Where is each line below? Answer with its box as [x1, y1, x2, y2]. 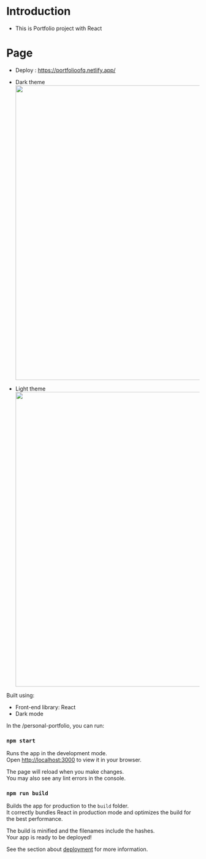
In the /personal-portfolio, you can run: [6, 721, 104, 729]
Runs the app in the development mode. [6, 750, 107, 757]
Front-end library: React [15, 703, 76, 710]
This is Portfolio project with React [15, 25, 102, 32]
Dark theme [15, 78, 45, 85]
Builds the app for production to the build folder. [6, 803, 129, 810]
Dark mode [15, 710, 44, 717]
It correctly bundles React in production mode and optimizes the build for [6, 809, 191, 816]
